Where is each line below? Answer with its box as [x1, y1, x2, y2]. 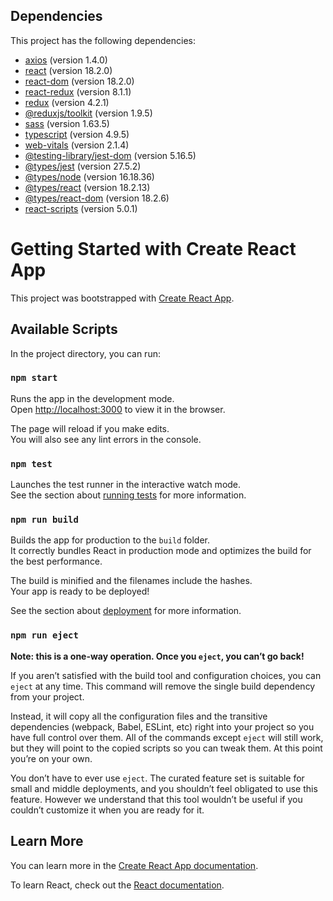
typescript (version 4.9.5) [24, 128, 130, 140]
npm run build [10, 514, 79, 526]
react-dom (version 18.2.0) [24, 75, 135, 87]
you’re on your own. [10, 752, 93, 764]
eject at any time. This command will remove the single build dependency [10, 680, 316, 692]
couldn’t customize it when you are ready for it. [10, 804, 205, 816]
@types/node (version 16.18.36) [24, 170, 155, 183]
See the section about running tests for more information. [10, 489, 247, 501]
